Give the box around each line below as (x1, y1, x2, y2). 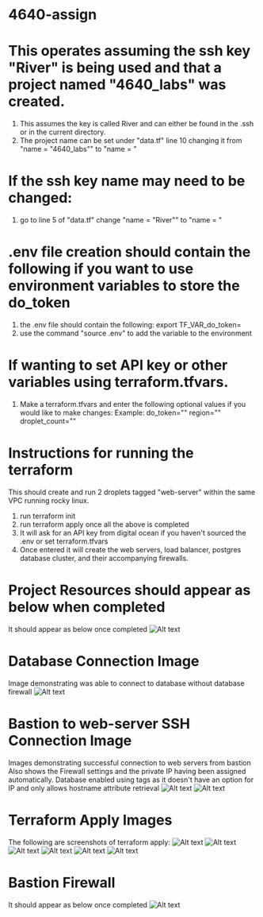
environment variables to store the (8, 277, 240, 295)
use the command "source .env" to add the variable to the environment (19, 328, 252, 338)
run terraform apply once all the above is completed (19, 519, 190, 529)
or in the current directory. (19, 127, 106, 137)
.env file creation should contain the (8, 243, 251, 261)
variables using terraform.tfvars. (8, 373, 229, 391)
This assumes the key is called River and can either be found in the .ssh (19, 119, 254, 129)
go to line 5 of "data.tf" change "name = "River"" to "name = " (19, 215, 223, 225)
